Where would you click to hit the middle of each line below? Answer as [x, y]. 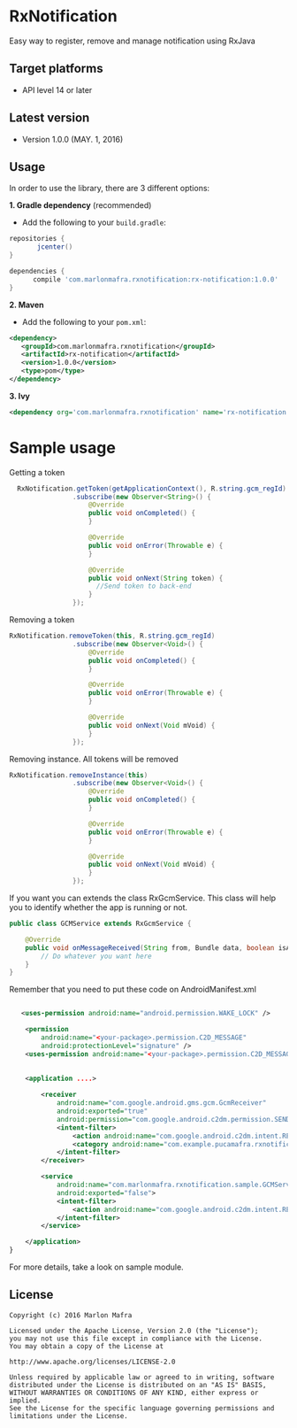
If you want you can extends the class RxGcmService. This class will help [143, 898]
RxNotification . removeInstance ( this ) [79, 775]
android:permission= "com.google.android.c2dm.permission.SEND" [175, 1119]
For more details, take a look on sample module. [96, 1267]
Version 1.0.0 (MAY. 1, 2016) [72, 139]
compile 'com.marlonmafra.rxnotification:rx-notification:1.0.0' [155, 279]
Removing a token [42, 620]
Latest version [49, 118]
